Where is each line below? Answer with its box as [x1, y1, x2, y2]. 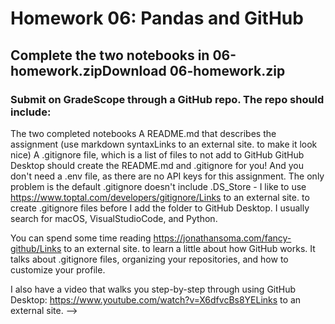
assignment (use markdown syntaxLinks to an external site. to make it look [10, 138, 318, 150]
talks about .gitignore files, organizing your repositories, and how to [10, 253, 289, 265]
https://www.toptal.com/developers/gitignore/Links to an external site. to [10, 191, 310, 203]
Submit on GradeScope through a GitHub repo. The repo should [10, 92, 325, 106]
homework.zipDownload [10, 62, 167, 79]
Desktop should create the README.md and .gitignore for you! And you [10, 159, 305, 171]
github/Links [10, 242, 62, 254]
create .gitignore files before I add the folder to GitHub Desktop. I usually [10, 202, 310, 214]
